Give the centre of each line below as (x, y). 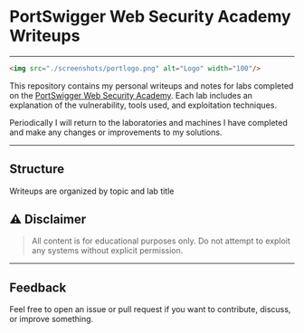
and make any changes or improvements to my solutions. (116, 132)
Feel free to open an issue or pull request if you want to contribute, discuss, (150, 309)
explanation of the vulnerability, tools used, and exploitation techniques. (143, 105)
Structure (37, 169)
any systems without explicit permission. (107, 251)
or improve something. (52, 319)
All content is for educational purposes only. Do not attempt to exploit (161, 241)
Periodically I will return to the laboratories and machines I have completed (148, 122)
